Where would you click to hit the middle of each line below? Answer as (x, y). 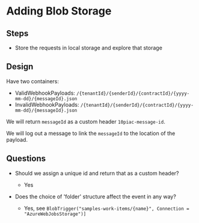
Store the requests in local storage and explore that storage (88, 48)
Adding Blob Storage (59, 11)
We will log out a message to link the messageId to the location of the (91, 133)
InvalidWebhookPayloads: (47, 104)
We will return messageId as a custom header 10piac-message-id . (86, 121)
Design (20, 67)
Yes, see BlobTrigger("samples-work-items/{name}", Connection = (106, 208)
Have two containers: (32, 81)
